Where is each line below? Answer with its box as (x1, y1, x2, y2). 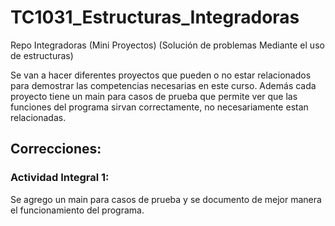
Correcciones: (10, 141, 102, 158)
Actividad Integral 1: (10, 171, 110, 185)
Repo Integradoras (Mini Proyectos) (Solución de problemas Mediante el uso (10, 39, 325, 51)
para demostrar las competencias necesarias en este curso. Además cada (10, 79, 317, 91)
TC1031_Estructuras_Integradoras (10, 6, 300, 29)
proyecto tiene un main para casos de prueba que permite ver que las (10, 90, 298, 102)
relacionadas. (10, 111, 67, 123)
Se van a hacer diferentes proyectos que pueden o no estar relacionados (10, 69, 312, 81)
